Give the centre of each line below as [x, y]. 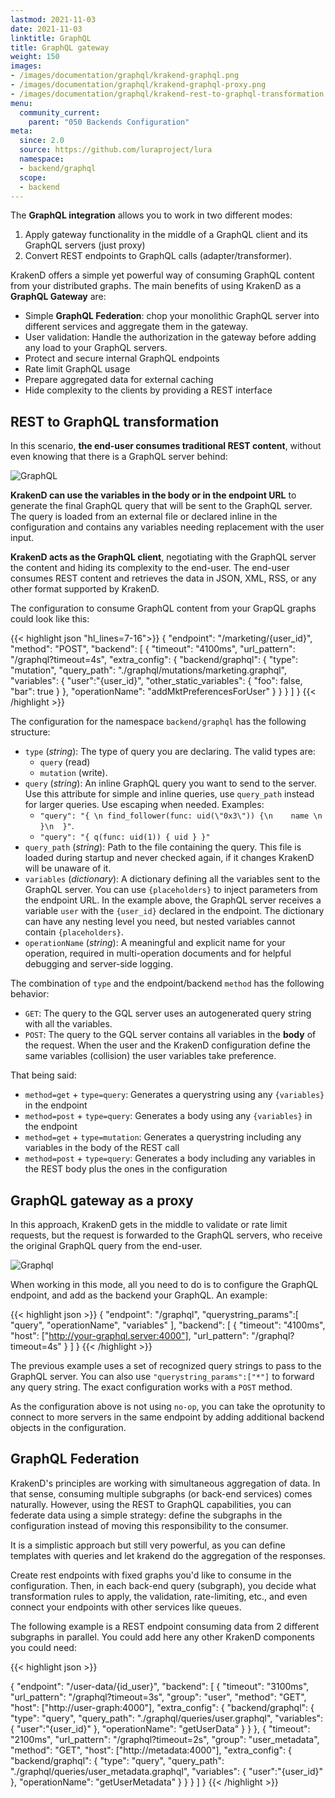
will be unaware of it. [68, 868]
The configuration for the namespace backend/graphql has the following [158, 722]
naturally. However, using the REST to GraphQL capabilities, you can [151, 1504]
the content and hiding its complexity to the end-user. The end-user [150, 568]
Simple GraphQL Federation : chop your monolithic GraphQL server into [172, 316]
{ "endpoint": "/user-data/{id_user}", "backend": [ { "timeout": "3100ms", [160, 1686]
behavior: [30, 994]
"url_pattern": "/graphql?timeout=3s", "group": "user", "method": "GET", [158, 1697]
